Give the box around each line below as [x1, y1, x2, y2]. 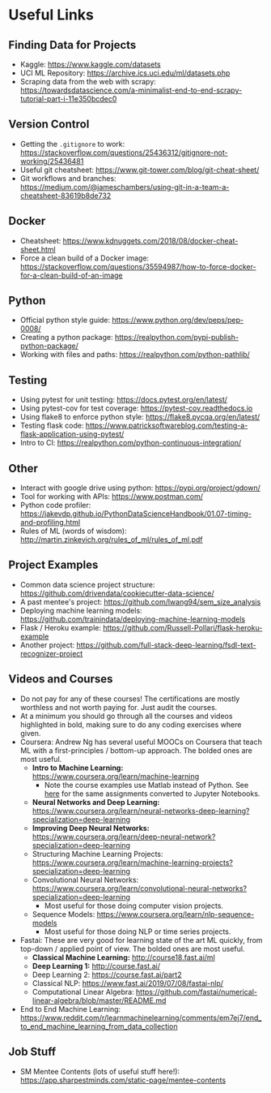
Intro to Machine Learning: [32, 763, 124, 772]
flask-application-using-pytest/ [19, 429, 125, 439]
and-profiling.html [19, 518, 81, 527]
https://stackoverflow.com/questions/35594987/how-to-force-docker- [19, 261, 256, 271]
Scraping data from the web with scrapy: [19, 77, 156, 86]
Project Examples [8, 558, 99, 572]
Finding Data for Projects [8, 38, 137, 52]
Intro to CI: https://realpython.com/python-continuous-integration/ [19, 438, 241, 448]
